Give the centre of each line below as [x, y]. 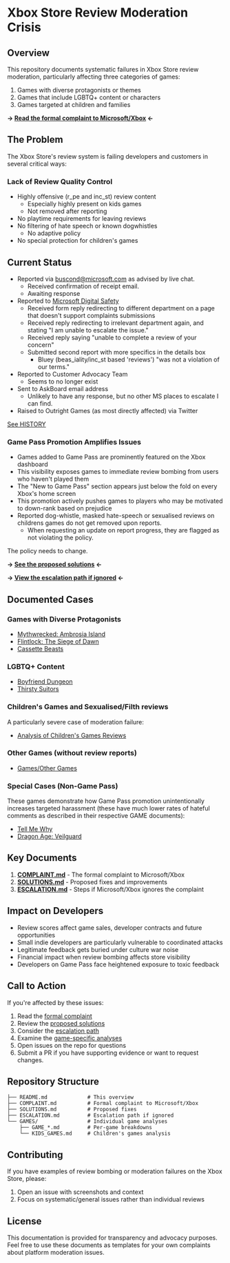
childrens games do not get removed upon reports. [89, 523]
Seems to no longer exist [63, 381]
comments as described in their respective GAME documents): [96, 816]
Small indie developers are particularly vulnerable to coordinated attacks [120, 942]
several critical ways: [37, 163]
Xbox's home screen [46, 494]
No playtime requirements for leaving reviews [82, 219]
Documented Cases [51, 599]
